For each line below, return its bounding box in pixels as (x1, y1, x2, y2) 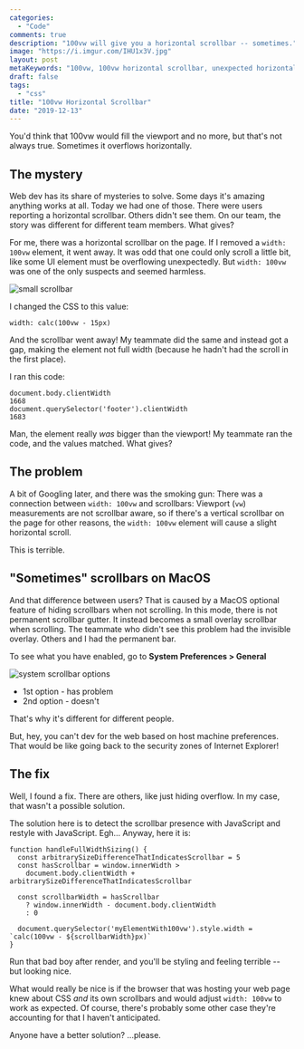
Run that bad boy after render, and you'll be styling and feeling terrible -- (9, 956, 280, 967)
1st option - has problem (22, 686, 114, 697)
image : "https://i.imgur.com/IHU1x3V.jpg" (9, 47, 172, 56)
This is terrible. (9, 544, 65, 555)
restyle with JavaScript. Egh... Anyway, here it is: (9, 827, 192, 838)
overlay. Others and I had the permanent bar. (9, 633, 176, 644)
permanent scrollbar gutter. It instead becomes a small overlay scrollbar (9, 613, 278, 625)
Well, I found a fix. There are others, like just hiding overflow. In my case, (9, 790, 280, 802)
